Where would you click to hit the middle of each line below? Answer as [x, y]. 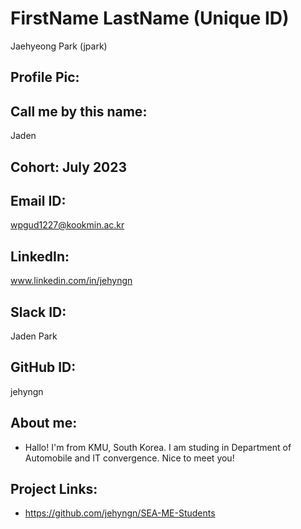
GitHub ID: [43, 367]
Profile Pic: [45, 77]
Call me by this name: [79, 111]
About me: [44, 423]
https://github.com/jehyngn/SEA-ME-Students [120, 513]
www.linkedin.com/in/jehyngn [71, 281]
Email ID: [38, 200]
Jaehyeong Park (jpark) [59, 46]
